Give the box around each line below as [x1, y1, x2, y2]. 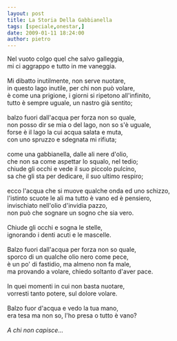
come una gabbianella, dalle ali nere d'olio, [7, 150, 129, 159]
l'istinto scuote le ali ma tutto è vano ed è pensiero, [7, 194, 152, 202]
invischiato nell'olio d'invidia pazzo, [7, 202, 108, 210]
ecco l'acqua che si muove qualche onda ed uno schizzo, [7, 187, 170, 195]
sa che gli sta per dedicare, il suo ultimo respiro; [7, 172, 143, 180]
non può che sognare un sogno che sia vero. [7, 208, 134, 217]
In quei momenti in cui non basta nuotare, [7, 282, 125, 291]
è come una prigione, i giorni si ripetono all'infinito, [7, 91, 152, 100]
